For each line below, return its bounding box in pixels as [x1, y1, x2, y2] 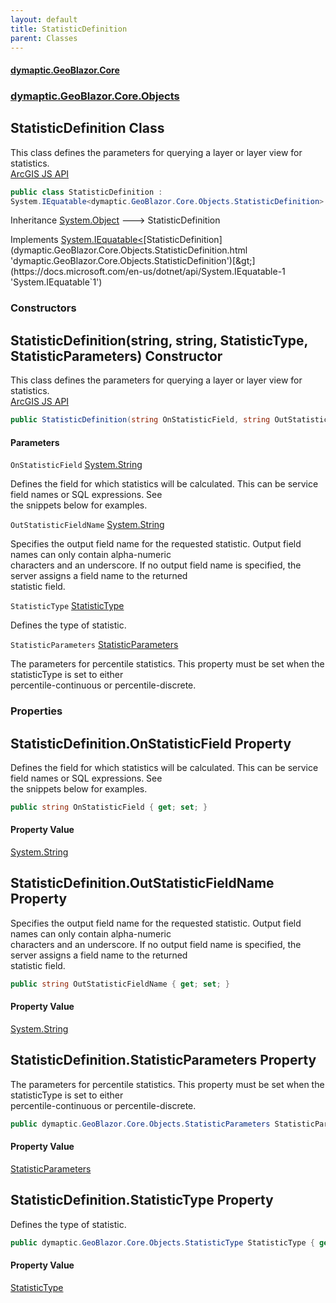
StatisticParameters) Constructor [10, 347, 223, 365]
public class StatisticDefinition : [10, 187, 163, 197]
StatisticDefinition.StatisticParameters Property [10, 1052, 317, 1069]
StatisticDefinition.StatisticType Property [10, 1192, 274, 1209]
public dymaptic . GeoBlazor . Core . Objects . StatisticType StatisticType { [10, 1237, 315, 1248]
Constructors [10, 301, 77, 315]
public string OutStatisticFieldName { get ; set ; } [10, 979, 230, 989]
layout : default [10, 14, 78, 25]
